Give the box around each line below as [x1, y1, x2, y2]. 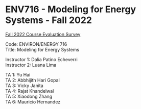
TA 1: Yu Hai [5, 71, 31, 77]
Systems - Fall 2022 [5, 14, 92, 26]
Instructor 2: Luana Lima [5, 62, 57, 68]
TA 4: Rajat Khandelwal [5, 88, 54, 94]
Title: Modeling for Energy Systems [5, 46, 80, 52]
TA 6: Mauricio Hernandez [5, 98, 61, 105]
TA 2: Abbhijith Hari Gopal [5, 77, 60, 83]
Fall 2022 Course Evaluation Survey [5, 31, 81, 37]
